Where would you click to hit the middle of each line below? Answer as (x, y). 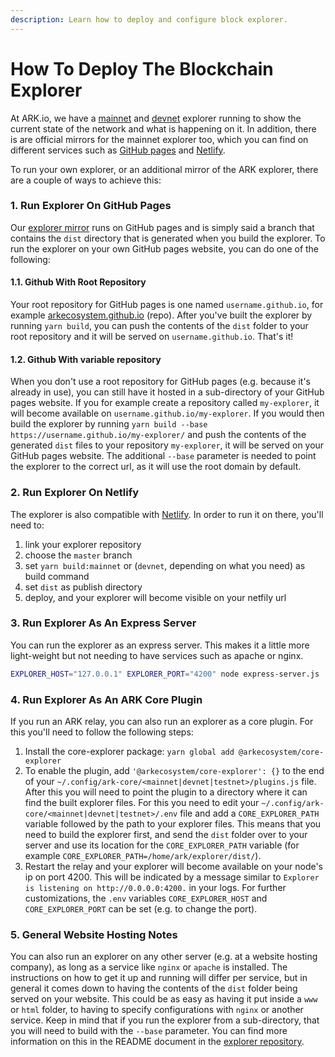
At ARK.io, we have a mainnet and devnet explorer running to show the (156, 118)
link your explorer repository (83, 544)
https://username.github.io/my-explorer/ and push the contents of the (158, 435)
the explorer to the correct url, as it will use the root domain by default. (156, 467)
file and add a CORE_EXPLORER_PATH (249, 813)
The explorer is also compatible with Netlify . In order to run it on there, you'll (167, 514)
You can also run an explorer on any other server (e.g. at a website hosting (164, 957)
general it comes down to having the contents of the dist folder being (154, 988)
